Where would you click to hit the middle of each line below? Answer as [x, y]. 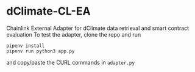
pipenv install [26, 46]
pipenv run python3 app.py [41, 51]
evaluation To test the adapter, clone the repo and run [74, 34]
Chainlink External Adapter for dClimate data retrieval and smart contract [98, 28]
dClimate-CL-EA [48, 11]
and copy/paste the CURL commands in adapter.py [71, 62]
